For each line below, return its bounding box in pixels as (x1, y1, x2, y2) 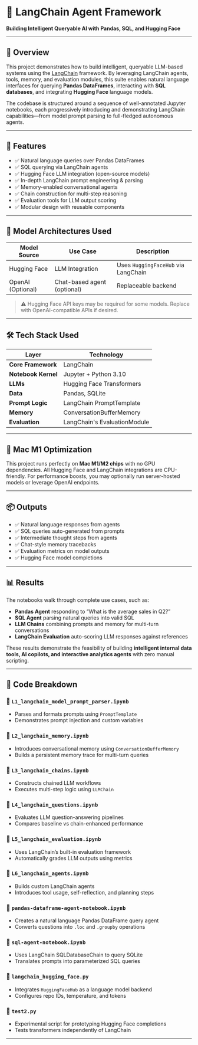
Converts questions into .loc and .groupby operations (14, 923, 146, 931)
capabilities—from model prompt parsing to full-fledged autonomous (6, 112, 174, 119)
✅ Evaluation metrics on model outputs (14, 547, 110, 554)
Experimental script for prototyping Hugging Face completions (14, 1020, 167, 1027)
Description (136, 247, 170, 255)
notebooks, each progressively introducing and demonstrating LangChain (6, 106, 185, 113)
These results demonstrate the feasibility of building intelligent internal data (6, 644, 192, 651)
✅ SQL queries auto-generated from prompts (14, 528, 125, 535)
